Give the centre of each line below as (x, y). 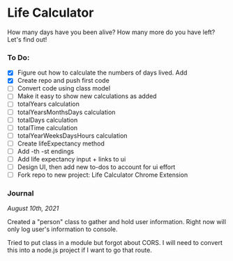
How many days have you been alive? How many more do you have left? (111, 32)
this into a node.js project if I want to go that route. (80, 250)
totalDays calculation (47, 120)
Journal (21, 193)
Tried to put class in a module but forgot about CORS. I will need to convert (115, 243)
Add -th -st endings (46, 151)
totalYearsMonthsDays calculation (66, 112)
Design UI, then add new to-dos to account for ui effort (96, 167)
